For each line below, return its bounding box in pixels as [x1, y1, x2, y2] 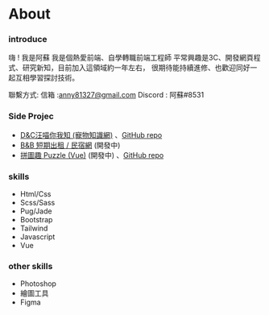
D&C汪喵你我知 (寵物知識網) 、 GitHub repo [19, 130, 163, 139]
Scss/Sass [19, 198, 56, 208]
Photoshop [19, 279, 56, 288]
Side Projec [8, 110, 54, 122]
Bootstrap [19, 215, 53, 225]
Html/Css [19, 189, 52, 199]
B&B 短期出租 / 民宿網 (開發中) [19, 140, 121, 150]
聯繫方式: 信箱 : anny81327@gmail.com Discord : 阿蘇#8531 [8, 90, 205, 100]
